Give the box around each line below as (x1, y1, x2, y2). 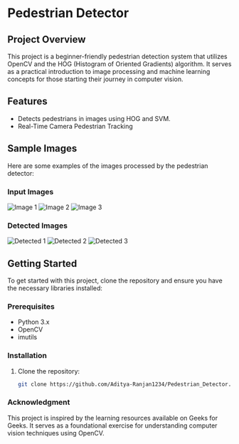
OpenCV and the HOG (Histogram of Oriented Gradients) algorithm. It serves (7, 60, 232, 68)
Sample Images (7, 142, 78, 154)
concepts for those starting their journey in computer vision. (7, 75, 184, 83)
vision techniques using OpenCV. (7, 428, 105, 437)
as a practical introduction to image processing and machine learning (7, 68, 211, 75)
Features (7, 95, 48, 107)
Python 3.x (17, 318, 50, 327)
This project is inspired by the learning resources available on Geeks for (7, 413, 218, 422)
